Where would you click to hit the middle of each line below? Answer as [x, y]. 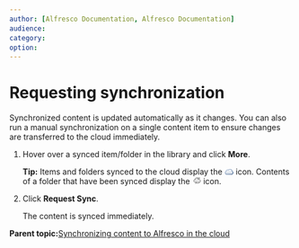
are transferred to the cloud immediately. [85, 137]
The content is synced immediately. [88, 217]
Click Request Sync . [60, 199]
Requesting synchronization [117, 93]
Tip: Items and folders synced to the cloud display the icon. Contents [156, 172]
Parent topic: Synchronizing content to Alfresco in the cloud [120, 234]
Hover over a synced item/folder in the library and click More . [136, 155]
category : [28, 38]
